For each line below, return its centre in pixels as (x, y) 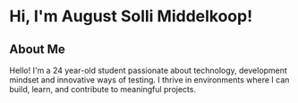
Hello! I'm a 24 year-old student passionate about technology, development (149, 70)
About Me (37, 49)
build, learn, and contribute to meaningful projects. (103, 89)
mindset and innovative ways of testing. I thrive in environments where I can (149, 80)
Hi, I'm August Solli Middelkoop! (131, 16)
